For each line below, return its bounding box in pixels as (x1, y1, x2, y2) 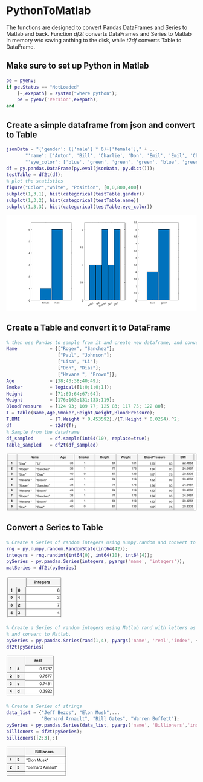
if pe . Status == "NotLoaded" (6, 84, 80, 90)
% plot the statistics (6, 178, 63, 184)
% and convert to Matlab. (6, 632, 71, 638)
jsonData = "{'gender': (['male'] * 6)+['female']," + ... (6, 146, 158, 152)
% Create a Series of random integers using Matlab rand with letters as (6, 625, 196, 631)
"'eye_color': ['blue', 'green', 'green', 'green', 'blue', (25, 159, 180, 165)
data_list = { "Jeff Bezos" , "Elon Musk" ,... (6, 709, 120, 716)
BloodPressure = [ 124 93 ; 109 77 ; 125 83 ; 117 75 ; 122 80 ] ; (6, 403, 166, 410)
